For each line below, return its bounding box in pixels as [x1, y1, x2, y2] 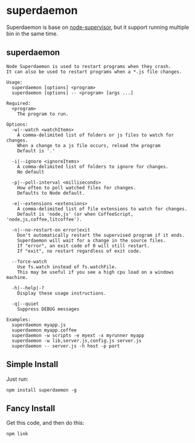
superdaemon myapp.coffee [11, 327, 77, 333]
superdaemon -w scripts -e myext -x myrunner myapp [11, 332, 145, 338]
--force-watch [11, 259, 47, 265]
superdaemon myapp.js [11, 322, 66, 328]
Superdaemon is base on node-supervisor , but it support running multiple [6, 24, 190, 31]
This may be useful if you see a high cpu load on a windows [17, 269, 174, 275]
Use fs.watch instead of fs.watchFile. [17, 263, 118, 270]
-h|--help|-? [11, 284, 45, 291]
